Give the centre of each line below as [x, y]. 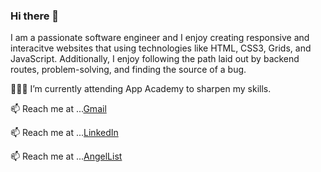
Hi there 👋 [35, 16]
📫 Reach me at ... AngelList [66, 156]
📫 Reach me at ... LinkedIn [64, 133]
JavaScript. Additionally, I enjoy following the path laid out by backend [155, 59]
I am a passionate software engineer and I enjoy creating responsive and [160, 38]
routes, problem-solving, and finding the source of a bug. [128, 70]
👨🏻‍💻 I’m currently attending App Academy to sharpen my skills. [141, 89]
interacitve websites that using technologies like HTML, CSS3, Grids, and [161, 48]
